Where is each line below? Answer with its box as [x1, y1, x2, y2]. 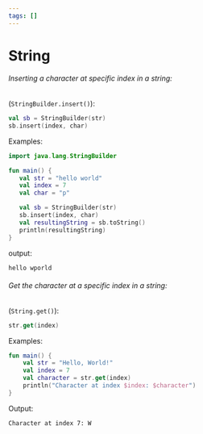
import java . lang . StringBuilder [8, 152, 117, 160]
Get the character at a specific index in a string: [8, 281, 168, 290]
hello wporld [8, 264, 52, 272]
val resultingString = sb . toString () [19, 219, 147, 227]
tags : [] [8, 11, 38, 20]
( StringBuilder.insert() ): [8, 98, 95, 109]
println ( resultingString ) [19, 226, 106, 234]
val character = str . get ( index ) [23, 374, 131, 382]
